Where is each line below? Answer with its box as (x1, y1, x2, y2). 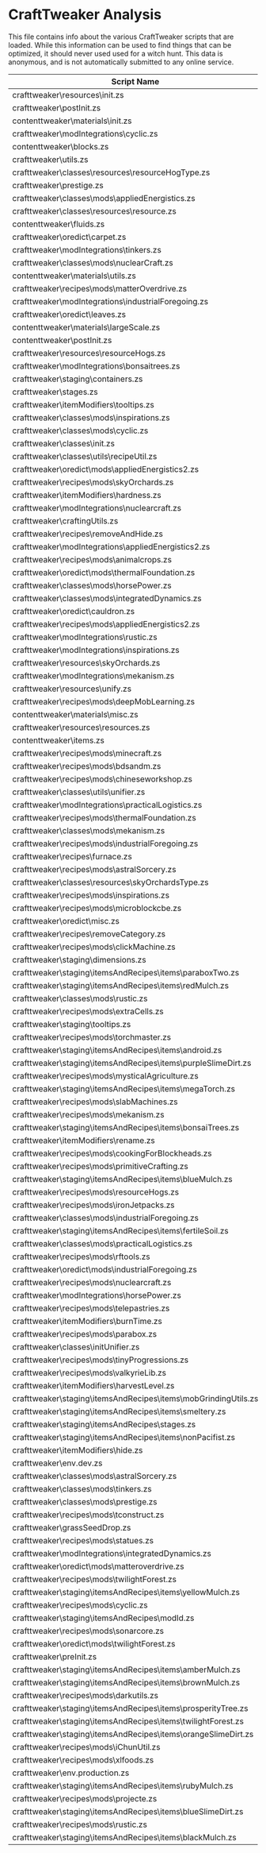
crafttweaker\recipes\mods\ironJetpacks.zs (12, 1199, 175, 1210)
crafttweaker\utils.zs (12, 153, 89, 164)
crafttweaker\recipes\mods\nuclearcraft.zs (12, 1276, 172, 1287)
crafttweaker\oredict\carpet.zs (12, 231, 127, 242)
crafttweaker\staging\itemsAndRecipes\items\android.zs (12, 1044, 222, 1056)
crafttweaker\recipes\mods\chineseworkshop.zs (12, 773, 192, 784)
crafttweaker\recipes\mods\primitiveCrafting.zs (12, 1160, 188, 1172)
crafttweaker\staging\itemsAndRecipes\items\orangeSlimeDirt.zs (12, 1728, 254, 1739)
